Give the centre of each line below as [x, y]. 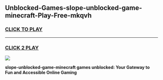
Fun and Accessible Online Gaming [41, 72]
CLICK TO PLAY [24, 30]
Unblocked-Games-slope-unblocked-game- [73, 8]
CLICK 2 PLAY [22, 48]
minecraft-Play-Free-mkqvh [49, 16]
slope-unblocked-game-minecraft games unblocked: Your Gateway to [77, 67]
